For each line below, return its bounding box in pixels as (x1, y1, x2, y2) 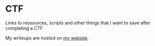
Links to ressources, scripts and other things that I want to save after (5, 20, 150, 26)
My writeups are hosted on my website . (5, 35, 89, 41)
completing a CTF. (5, 25, 45, 31)
